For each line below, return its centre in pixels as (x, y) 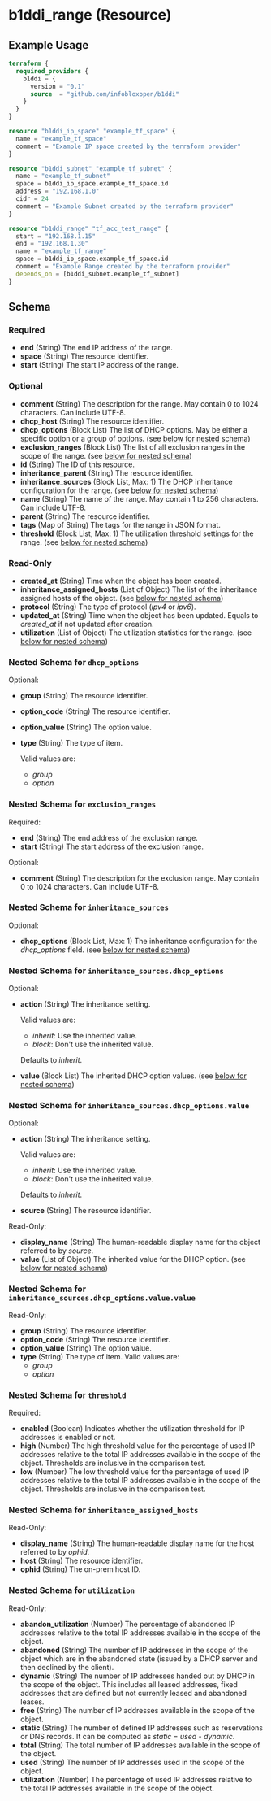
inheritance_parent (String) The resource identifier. (106, 472)
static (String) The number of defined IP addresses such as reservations (142, 1727)
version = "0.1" (57, 86)
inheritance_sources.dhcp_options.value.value (102, 1298)
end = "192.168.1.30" (52, 244)
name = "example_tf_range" (61, 251)
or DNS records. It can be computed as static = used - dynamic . (127, 1736)
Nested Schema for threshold (67, 1394)
